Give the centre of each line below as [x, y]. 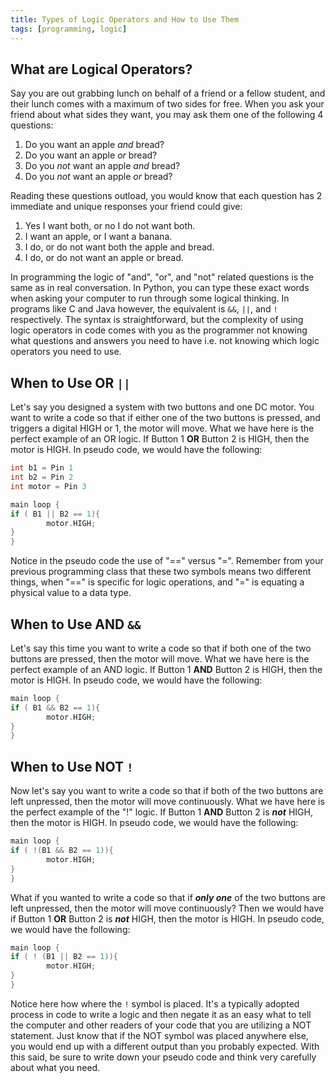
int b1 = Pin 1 [42, 468]
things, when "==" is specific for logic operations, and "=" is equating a [157, 582]
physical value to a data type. [71, 593]
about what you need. [55, 1067]
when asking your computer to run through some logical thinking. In [150, 298]
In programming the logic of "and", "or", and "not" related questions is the [162, 277]
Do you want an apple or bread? [91, 155]
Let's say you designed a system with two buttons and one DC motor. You [162, 407]
